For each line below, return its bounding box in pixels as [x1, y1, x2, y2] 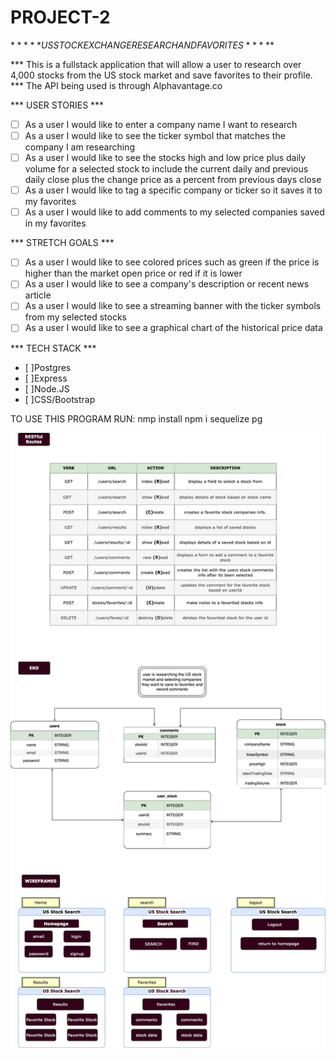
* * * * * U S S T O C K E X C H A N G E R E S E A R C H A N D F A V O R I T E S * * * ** [10, 39, 275, 51]
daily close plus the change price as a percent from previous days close [24, 174, 322, 186]
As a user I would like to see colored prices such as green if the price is [24, 256, 320, 268]
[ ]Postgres [24, 361, 72, 373]
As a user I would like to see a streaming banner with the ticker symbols [24, 300, 322, 312]
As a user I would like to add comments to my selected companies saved [24, 206, 325, 218]
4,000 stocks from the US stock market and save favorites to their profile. [10, 69, 313, 81]
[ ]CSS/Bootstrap [24, 393, 96, 405]
